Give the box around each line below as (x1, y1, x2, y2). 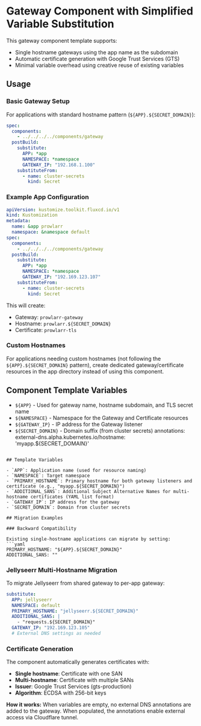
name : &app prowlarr (11, 223, 63, 230)
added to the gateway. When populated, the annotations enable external (6, 707, 185, 715)
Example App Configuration (6, 193, 89, 202)
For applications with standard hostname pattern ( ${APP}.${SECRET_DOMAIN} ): (6, 110, 196, 118)
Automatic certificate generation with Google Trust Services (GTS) (14, 55, 180, 62)
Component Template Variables (6, 385, 128, 396)
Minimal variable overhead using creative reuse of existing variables (14, 62, 184, 69)
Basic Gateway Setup (6, 97, 70, 106)
